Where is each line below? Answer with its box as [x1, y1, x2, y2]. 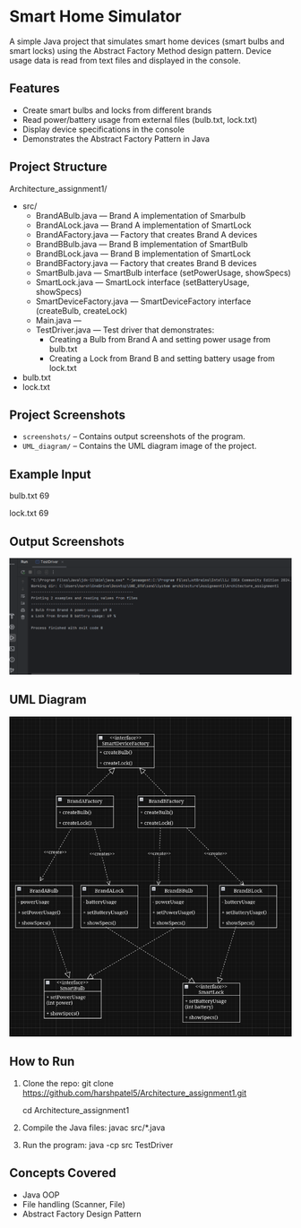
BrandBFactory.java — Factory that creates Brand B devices [35, 257, 257, 268]
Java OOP [21, 1189, 60, 1200]
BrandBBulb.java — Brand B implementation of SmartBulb [35, 238, 248, 249]
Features [9, 81, 60, 96]
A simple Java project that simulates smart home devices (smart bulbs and [9, 36, 285, 47]
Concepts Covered [9, 1165, 116, 1180]
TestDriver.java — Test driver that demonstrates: [35, 324, 215, 335]
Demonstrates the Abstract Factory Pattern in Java [21, 133, 211, 144]
